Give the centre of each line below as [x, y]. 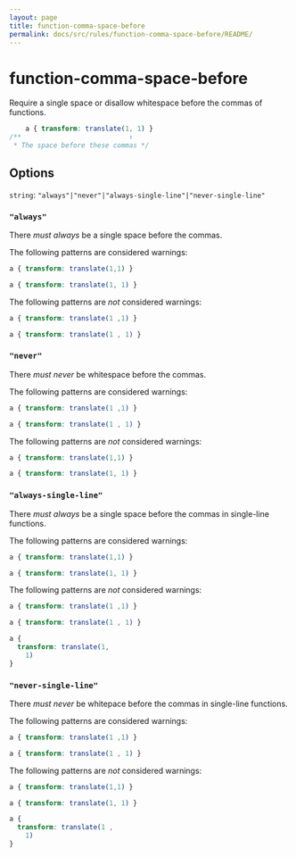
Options [32, 174]
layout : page [33, 17]
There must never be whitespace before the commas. [108, 374]
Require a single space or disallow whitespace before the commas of [136, 103]
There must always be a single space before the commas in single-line [140, 513]
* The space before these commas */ [81, 146]
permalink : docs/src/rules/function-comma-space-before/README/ [131, 34]
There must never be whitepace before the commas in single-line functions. [148, 703]
